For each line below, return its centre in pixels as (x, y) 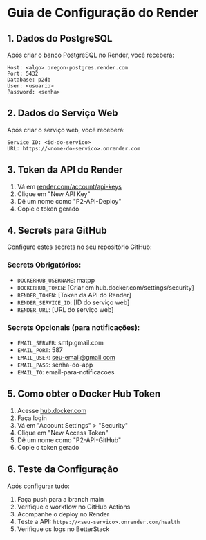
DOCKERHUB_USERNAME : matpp (56, 280)
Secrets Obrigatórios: (44, 265)
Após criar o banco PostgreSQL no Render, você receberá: (91, 55)
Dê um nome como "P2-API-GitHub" (69, 440)
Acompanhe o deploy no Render (63, 514)
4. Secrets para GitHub (57, 230)
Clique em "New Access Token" (63, 433)
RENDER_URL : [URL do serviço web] (65, 309)
